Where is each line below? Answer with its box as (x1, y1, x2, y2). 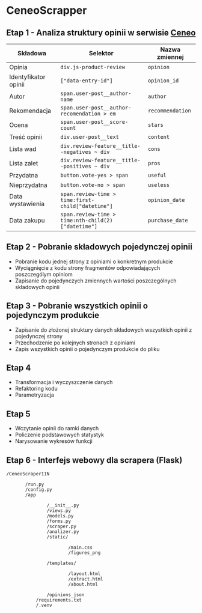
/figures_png (68, 550, 101, 556)
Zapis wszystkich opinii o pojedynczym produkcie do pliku (14, 345, 160, 352)
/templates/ (46, 560, 77, 567)
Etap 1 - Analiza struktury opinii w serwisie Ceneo (6, 28, 196, 38)
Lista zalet (9, 159, 38, 167)
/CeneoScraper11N (6, 471, 50, 477)
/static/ (46, 534, 69, 540)
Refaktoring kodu (14, 385, 58, 392)
